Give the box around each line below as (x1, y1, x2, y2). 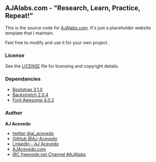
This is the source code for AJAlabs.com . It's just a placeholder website (5, 25, 152, 31)
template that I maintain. (5, 30, 54, 36)
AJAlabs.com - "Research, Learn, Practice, (5, 4, 141, 12)
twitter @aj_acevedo (12, 130, 54, 136)
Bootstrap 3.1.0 (12, 86, 43, 93)
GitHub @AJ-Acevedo (12, 135, 58, 141)
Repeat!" (5, 12, 34, 20)
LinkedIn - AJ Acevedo (12, 141, 59, 147)
